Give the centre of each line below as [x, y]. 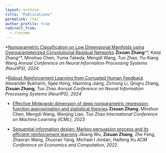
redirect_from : [21, 28]
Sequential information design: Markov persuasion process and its [80, 129]
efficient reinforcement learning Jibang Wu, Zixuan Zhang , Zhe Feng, [84, 134]
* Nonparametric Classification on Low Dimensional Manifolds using [75, 47]
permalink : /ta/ [22, 19]
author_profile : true [28, 24]
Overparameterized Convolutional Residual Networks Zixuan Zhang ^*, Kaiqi [83, 52]
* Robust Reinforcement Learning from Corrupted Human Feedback [74, 78]
